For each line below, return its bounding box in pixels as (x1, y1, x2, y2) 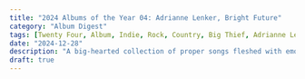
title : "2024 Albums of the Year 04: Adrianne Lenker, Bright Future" (9, 13, 282, 23)
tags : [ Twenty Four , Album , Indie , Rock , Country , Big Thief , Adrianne (9, 30, 286, 39)
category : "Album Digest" (9, 22, 107, 31)
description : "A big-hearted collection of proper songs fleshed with (9, 47, 282, 56)
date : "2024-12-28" (9, 38, 84, 48)
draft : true (9, 55, 54, 64)
